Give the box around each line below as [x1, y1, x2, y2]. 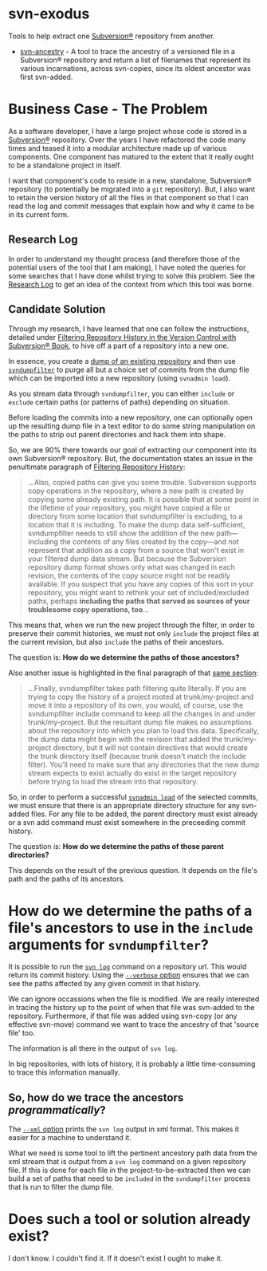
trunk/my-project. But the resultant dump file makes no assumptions [27, 717, 253, 727]
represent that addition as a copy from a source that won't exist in [27, 545, 245, 555]
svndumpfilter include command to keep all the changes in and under [27, 709, 257, 718]
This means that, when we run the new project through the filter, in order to [8, 620, 255, 630]
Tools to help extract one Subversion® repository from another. [8, 31, 215, 41]
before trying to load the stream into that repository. [27, 776, 198, 786]
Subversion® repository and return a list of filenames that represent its [19, 55, 251, 65]
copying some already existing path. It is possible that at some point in [27, 494, 259, 503]
